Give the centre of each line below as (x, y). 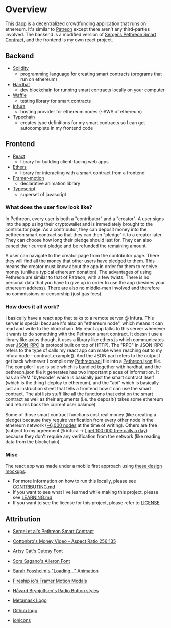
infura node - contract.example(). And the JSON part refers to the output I (83, 356)
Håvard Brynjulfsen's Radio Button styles (56, 591)
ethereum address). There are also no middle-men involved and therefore (82, 288)
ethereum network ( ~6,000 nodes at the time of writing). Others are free (81, 425)
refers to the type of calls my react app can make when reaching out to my (84, 350)
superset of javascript (43, 194)
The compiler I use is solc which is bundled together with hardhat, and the (83, 367)
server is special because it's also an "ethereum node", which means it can (84, 323)
